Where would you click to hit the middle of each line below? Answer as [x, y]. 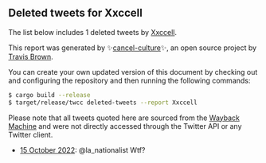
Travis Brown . [31, 56]
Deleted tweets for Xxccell [76, 13]
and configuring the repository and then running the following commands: [129, 80]
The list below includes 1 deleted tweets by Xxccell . [93, 32]
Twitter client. [31, 134]
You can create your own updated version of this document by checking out [133, 72]
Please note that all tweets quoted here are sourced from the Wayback [124, 118]
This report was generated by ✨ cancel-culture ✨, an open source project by [133, 48]
